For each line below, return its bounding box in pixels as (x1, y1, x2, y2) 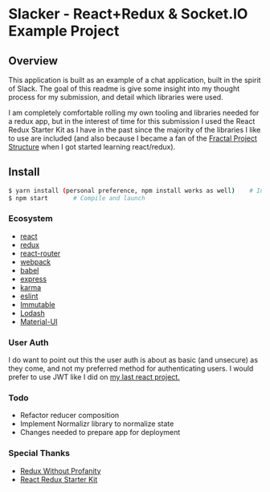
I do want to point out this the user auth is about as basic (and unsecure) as (8, 355, 259, 365)
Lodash (19, 308, 46, 318)
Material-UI (19, 317, 58, 326)
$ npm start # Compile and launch (8, 194, 146, 202)
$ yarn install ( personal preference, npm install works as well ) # (8, 187, 253, 195)
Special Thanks (8, 448, 71, 459)
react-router (19, 248, 61, 258)
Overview (8, 54, 59, 68)
